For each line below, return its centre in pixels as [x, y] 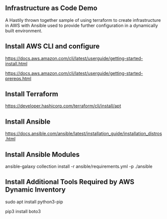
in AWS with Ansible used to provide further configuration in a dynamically [82, 25]
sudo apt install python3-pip [34, 202]
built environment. [24, 31]
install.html [16, 64]
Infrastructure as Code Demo [51, 8]
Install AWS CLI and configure [52, 46]
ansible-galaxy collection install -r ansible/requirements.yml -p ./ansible [79, 166]
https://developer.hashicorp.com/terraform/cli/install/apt [63, 106]
